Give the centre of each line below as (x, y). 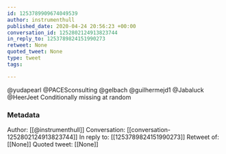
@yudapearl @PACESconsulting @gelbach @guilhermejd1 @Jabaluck (105, 90)
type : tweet (24, 58)
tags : (15, 64)
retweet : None (27, 45)
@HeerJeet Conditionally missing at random (69, 97)
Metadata (23, 115)
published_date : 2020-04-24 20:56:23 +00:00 (72, 26)
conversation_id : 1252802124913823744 (62, 33)
